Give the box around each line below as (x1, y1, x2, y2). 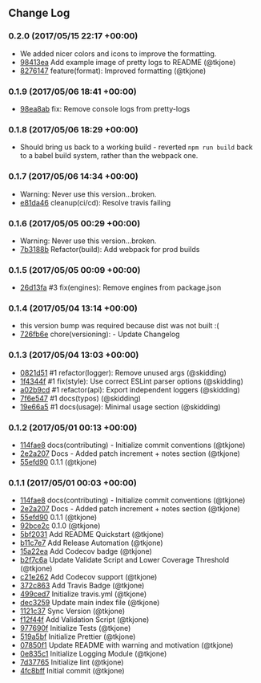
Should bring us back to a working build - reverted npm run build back (19, 142, 254, 152)
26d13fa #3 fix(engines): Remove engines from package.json (19, 283, 222, 292)
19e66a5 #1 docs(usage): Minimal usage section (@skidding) (19, 401, 222, 412)
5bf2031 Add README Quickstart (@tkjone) (19, 530, 164, 539)
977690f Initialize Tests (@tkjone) (19, 624, 131, 633)
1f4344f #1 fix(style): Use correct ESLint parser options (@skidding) (19, 376, 244, 386)
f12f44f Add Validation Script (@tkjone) (19, 615, 150, 624)
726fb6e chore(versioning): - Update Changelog (19, 329, 180, 339)
